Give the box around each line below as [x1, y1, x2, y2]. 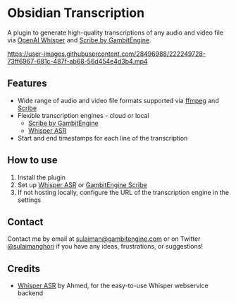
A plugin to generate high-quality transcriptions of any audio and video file [7, 28, 224, 37]
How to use [7, 154, 58, 167]
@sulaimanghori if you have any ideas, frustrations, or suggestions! [7, 242, 203, 251]
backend [17, 289, 44, 297]
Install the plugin [17, 173, 66, 182]
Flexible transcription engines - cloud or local [17, 111, 149, 119]
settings [17, 196, 42, 204]
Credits [7, 263, 41, 275]
